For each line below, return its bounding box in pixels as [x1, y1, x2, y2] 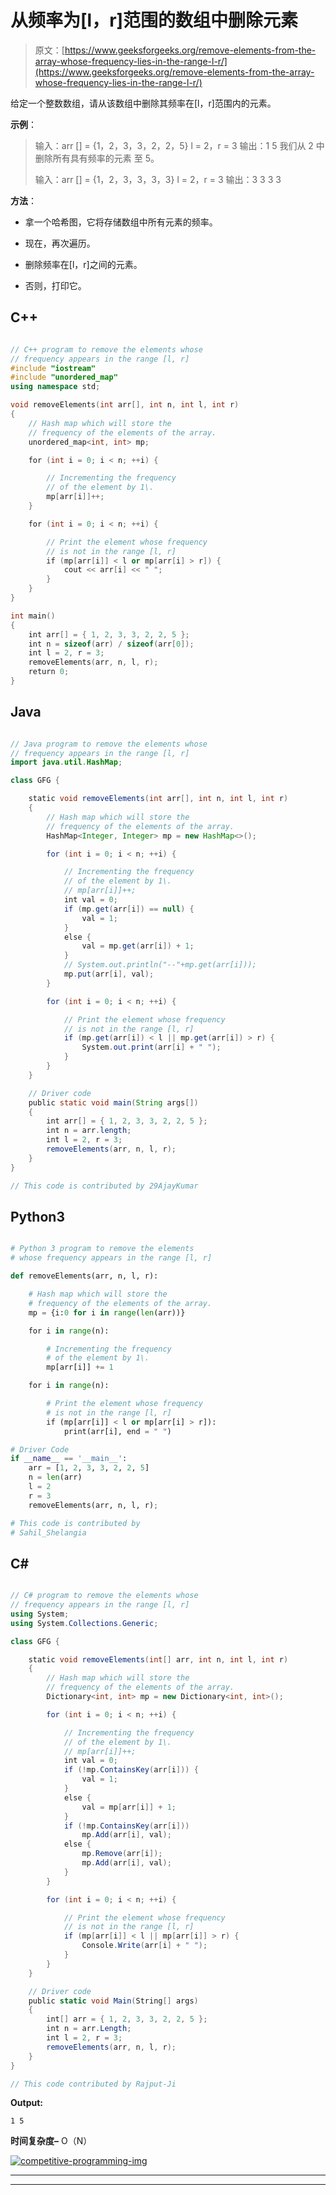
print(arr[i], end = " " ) [63, 1426, 172, 1436]
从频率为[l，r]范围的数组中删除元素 [10, 9, 299, 32]
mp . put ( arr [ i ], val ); [63, 969, 155, 980]
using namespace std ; [10, 382, 101, 392]
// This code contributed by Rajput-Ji [10, 2079, 177, 2089]
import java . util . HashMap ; [10, 757, 123, 768]
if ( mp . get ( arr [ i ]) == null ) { [63, 904, 195, 914]
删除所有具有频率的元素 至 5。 [34, 152, 160, 164]
